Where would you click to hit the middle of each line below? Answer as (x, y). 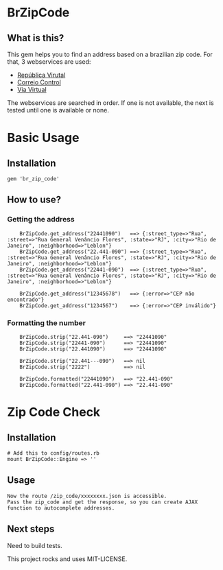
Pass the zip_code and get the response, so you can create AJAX (102, 502)
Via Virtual (32, 90)
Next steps (31, 529)
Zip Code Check (54, 412)
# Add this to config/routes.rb (53, 453)
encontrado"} (26, 300)
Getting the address (41, 219)
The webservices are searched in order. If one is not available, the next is (110, 103)
